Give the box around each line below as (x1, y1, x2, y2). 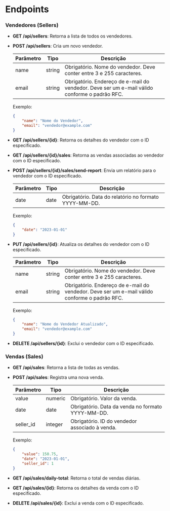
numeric (46, 395, 66, 402)
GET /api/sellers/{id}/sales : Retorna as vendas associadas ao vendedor (12, 152, 164, 158)
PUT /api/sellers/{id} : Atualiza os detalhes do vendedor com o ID (12, 241, 150, 247)
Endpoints (5, 4, 49, 15)
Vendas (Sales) (5, 353, 44, 360)
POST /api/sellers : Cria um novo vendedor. (12, 43, 103, 49)
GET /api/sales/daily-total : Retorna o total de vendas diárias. (12, 475, 141, 481)
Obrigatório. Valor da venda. (70, 395, 138, 402)
